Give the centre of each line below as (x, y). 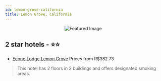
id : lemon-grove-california (34, 10)
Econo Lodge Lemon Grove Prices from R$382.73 (63, 59)
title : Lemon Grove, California (38, 14)
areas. (24, 74)
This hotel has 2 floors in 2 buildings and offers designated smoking (86, 68)
